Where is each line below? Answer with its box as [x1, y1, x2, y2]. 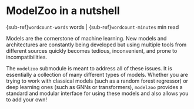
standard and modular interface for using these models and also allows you [6, 90, 189, 97]
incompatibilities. [6, 53, 48, 60]
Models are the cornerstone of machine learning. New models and [6, 35, 167, 42]
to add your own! [6, 96, 48, 103]
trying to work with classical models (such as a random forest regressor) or [6, 77, 189, 84]
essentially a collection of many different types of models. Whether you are [6, 71, 188, 78]
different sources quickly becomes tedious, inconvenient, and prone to [6, 47, 178, 54]
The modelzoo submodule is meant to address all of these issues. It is [6, 64, 172, 71]
